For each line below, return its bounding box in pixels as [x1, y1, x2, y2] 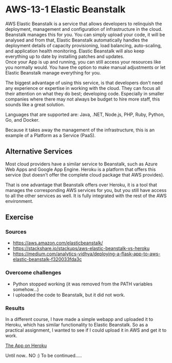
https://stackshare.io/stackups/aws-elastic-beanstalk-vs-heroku [12, 245, 150, 252]
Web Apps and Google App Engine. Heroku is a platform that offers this [5, 166, 156, 173]
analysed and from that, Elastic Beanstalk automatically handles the [5, 37, 148, 43]
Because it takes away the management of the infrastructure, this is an [5, 127, 155, 133]
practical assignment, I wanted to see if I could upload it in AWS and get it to [5, 327, 167, 333]
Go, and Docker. [5, 117, 40, 123]
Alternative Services [5, 147, 73, 156]
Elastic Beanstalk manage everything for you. [5, 69, 101, 75]
